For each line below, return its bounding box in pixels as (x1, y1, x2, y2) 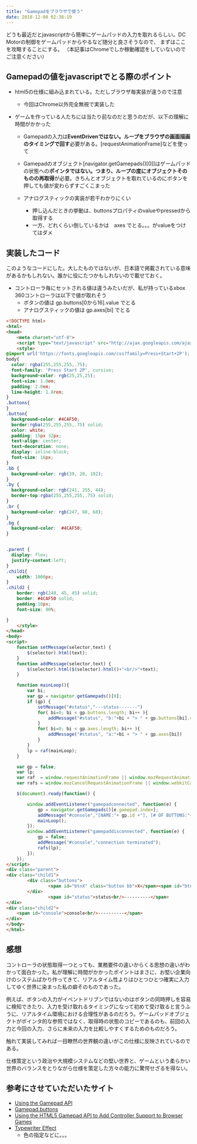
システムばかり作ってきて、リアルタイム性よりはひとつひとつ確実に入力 (16, 976, 189, 983)
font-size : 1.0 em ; (11, 378, 57, 384)
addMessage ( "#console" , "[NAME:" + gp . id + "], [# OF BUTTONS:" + (37, 812, 193, 818)
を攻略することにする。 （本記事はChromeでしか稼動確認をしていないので (6, 45, 186, 53)
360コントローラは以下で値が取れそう (14, 292, 107, 299)
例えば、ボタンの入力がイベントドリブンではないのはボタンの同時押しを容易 (6, 996, 191, 1003)
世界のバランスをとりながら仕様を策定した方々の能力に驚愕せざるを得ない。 (6, 1064, 191, 1071)
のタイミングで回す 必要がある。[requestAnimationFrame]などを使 (23, 140, 183, 147)
